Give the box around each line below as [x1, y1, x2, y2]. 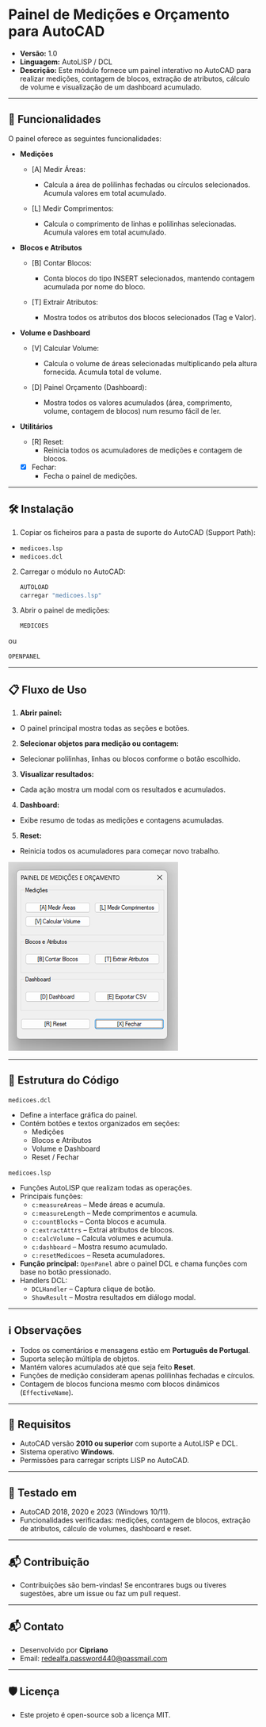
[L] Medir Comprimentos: [31, 204, 114, 213]
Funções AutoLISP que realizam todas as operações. [19, 1183, 192, 1192]
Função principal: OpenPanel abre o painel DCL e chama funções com [19, 1259, 248, 1268]
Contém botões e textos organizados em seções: [19, 1118, 180, 1128]
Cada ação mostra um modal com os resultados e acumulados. [19, 785, 226, 794]
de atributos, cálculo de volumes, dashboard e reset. [19, 1524, 192, 1534]
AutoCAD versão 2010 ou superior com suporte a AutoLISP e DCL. [19, 1439, 238, 1448]
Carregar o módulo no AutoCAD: [19, 567, 126, 576]
